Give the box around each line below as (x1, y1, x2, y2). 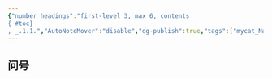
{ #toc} (7, 19, 34, 27)
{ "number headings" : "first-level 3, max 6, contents (7, 11, 190, 20)
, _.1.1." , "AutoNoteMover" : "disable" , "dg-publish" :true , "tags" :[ (7, 27, 233, 35)
